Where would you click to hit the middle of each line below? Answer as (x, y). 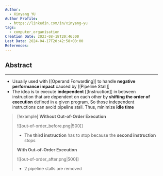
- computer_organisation (34, 32)
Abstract (19, 65)
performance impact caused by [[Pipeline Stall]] (61, 87)
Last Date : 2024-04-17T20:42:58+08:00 (44, 41)
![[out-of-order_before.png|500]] (50, 126)
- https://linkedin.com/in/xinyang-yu (49, 23)
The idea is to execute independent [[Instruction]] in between (74, 92)
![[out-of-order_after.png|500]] (48, 159)
